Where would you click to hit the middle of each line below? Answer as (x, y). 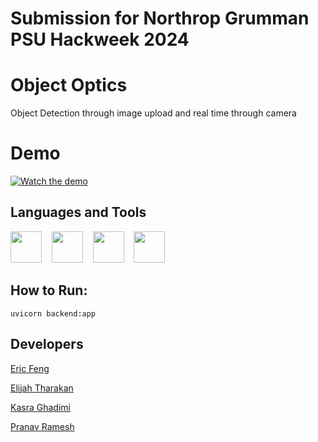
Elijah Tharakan (42, 388)
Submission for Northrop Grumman (160, 18)
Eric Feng (30, 368)
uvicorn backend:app (53, 313)
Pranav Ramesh (42, 426)
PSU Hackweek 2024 (100, 39)
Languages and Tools (78, 212)
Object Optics (69, 85)
